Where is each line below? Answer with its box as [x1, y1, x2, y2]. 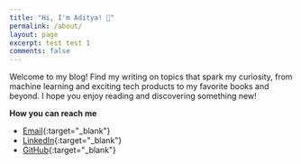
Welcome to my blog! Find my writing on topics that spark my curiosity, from [9, 71, 293, 82]
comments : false [9, 47, 70, 56]
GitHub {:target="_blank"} [22, 145, 117, 156]
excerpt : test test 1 [9, 38, 91, 48]
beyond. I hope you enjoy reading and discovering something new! [9, 91, 257, 102]
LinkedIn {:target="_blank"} [22, 135, 123, 146]
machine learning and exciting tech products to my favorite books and [9, 81, 269, 92]
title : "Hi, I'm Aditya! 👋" [9, 13, 115, 23]
